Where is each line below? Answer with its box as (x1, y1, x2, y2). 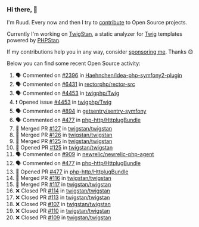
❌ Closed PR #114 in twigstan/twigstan (15, 187, 111, 194)
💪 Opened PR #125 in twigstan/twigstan (15, 144, 113, 151)
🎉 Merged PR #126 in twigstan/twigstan (15, 131, 113, 139)
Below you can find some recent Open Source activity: (7, 60, 141, 67)
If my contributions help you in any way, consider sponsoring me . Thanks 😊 (7, 48, 194, 55)
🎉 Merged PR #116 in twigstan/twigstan (15, 175, 112, 182)
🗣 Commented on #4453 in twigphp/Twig (15, 89, 120, 97)
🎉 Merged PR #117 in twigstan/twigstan (15, 181, 111, 188)
